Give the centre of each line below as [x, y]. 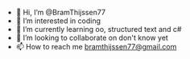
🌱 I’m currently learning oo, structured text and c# [99, 29]
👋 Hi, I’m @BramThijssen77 [61, 12]
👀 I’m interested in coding [58, 21]
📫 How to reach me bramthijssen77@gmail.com [96, 47]
